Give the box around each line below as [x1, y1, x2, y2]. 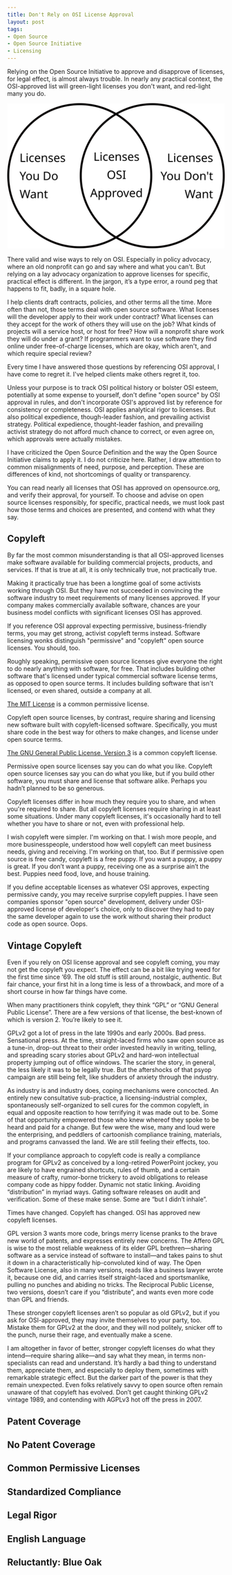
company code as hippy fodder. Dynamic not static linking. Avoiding [7, 1181, 201, 1189]
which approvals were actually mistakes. [7, 435, 123, 443]
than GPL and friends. [7, 1295, 70, 1304]
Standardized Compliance [7, 1486, 122, 1498]
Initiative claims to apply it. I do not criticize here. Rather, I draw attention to [7, 455, 222, 464]
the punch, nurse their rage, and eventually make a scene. [7, 1330, 173, 1339]
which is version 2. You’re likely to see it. [7, 1015, 123, 1024]
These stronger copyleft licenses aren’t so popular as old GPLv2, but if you [7, 1309, 220, 1317]
